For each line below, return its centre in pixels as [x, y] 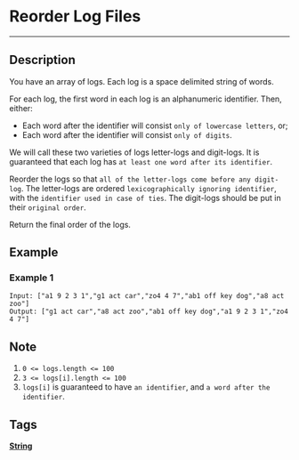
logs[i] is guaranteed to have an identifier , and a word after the [146, 387]
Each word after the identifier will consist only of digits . [127, 134]
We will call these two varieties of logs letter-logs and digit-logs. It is [134, 152]
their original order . [48, 207]
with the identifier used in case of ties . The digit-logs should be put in [145, 198]
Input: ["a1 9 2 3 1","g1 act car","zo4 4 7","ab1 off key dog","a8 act [147, 296]
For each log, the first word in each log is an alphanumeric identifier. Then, [145, 99]
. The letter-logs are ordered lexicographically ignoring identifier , [149, 188]
